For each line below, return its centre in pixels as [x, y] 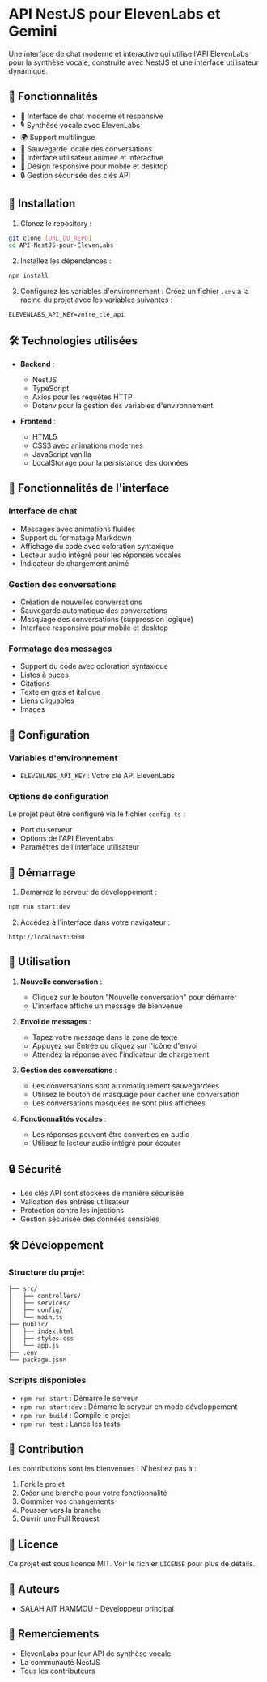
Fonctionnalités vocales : [63, 1118]
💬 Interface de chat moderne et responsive [91, 116]
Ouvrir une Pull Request [59, 1518]
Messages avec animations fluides [78, 529]
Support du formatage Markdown [76, 537]
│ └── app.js [34, 1346]
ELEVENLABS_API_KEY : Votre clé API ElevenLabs [97, 775]
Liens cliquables [47, 700]
